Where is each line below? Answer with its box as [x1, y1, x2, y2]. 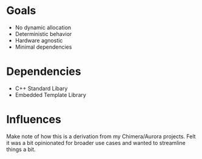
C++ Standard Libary [15, 85, 68, 92]
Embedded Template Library [15, 91, 87, 98]
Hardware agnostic [15, 37, 63, 44]
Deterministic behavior [15, 30, 72, 37]
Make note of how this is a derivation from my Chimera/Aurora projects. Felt [6, 132, 196, 140]
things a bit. [6, 146, 36, 153]
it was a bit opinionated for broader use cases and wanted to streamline [6, 139, 186, 146]
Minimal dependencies [15, 43, 72, 51]
